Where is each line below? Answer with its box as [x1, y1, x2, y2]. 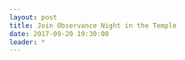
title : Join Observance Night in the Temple [9, 21, 177, 30]
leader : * [9, 37, 46, 47]
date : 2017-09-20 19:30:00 [9, 29, 109, 38]
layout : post [9, 12, 58, 22]
